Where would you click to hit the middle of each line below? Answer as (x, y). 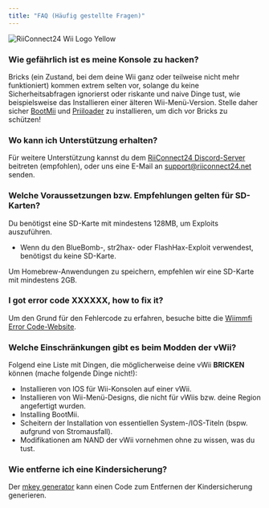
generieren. (27, 495)
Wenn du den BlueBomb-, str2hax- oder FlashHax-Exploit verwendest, (137, 247)
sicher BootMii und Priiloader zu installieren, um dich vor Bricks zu (118, 111)
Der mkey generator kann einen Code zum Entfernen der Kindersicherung (130, 487)
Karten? (24, 205)
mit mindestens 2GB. (43, 280)
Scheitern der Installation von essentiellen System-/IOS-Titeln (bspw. (134, 423)
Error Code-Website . (42, 327)
